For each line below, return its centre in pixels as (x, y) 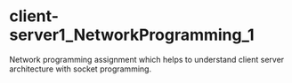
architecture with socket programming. (81, 69)
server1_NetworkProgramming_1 (132, 35)
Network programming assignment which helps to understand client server (147, 59)
